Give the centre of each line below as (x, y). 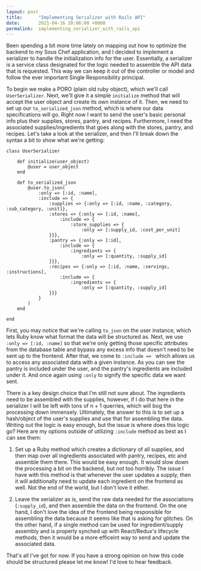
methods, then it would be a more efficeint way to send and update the (102, 537)
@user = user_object (53, 167)
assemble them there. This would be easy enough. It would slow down (102, 462)
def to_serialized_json (47, 183)
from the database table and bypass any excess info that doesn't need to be (100, 349)
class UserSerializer (33, 151)
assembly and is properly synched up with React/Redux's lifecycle (97, 531)
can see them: (24, 438)
